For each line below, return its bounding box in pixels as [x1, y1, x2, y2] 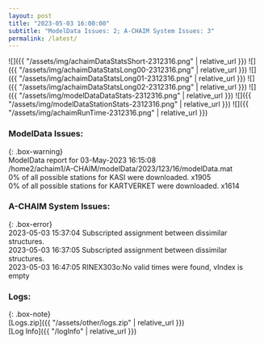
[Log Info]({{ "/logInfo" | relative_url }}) [8, 326, 137, 336]
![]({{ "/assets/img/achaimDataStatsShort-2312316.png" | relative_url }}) [8, 57, 247, 66]
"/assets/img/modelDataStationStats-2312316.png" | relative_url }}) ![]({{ [8, 99, 249, 109]
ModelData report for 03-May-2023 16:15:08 [8, 155, 157, 165]
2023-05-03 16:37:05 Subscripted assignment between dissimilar [8, 245, 228, 254]
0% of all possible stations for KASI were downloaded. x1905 [8, 172, 212, 182]
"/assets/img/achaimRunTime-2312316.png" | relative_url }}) [8, 108, 208, 118]
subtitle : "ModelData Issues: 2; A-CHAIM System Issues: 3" [8, 27, 216, 35]
